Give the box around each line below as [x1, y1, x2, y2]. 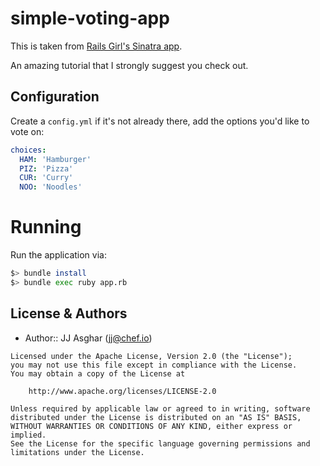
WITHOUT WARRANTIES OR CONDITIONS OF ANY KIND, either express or [10, 421, 293, 431]
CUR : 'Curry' [19, 173, 74, 183]
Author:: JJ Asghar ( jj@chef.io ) [24, 332, 153, 344]
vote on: [10, 125, 45, 137]
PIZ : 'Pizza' [19, 163, 74, 174]
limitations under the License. [10, 447, 145, 457]
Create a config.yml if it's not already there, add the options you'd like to [10, 115, 310, 127]
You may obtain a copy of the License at [10, 368, 186, 379]
